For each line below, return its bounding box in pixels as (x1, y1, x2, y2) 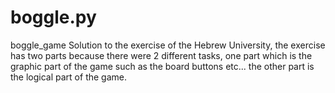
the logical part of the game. (10, 71, 127, 83)
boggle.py (10, 6, 97, 29)
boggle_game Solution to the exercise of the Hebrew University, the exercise (10, 39, 326, 51)
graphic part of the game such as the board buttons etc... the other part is (10, 60, 315, 72)
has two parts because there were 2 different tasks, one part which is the (10, 49, 313, 61)
